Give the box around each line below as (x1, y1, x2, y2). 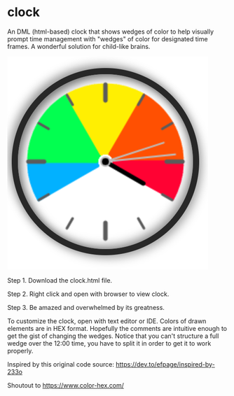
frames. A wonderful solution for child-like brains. (7, 42, 151, 50)
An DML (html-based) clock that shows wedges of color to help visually (7, 27, 214, 36)
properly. (7, 346, 34, 355)
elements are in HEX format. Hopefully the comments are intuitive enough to (7, 324, 228, 332)
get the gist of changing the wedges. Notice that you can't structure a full (7, 332, 219, 340)
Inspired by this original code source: (7, 360, 114, 368)
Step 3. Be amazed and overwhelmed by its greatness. (7, 303, 165, 311)
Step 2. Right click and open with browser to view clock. (7, 290, 170, 298)
